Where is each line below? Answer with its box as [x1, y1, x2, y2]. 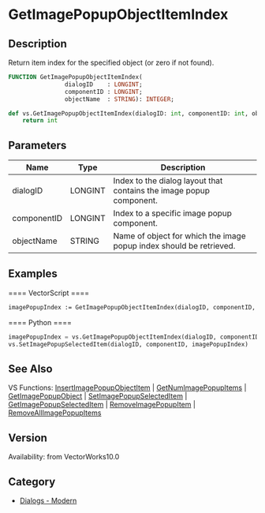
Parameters [8, 138, 67, 152]
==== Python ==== [8, 317, 73, 327]
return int [22, 117, 58, 125]
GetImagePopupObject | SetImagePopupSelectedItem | [8, 391, 188, 401]
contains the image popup [113, 185, 211, 197]
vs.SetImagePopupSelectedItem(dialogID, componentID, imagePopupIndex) [8, 340, 248, 348]
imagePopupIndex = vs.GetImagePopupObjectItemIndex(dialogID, [8, 333, 217, 341]
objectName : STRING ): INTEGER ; [64, 95, 175, 103]
